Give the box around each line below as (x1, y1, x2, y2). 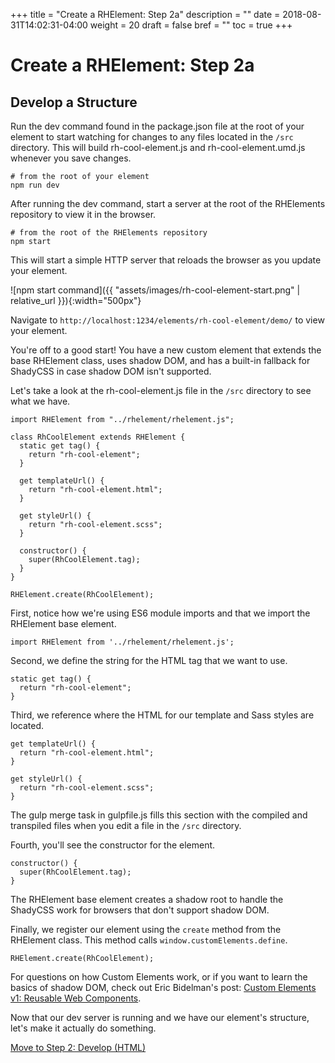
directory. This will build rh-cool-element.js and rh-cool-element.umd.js (10, 142, 306, 153)
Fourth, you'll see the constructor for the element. (10, 839, 216, 851)
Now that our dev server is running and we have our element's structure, (10, 1012, 310, 1023)
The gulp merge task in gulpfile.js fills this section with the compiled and (10, 809, 308, 821)
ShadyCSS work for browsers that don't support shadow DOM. (10, 904, 270, 916)
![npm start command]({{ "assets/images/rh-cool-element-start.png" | (10, 284, 301, 296)
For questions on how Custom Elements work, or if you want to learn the (10, 971, 308, 983)
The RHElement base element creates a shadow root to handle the (10, 894, 284, 905)
